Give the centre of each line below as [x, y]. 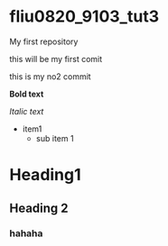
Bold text [27, 94]
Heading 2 [39, 208]
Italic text [27, 111]
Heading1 [45, 175]
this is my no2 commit [51, 76]
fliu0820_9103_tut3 [84, 17]
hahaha [26, 233]
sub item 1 [55, 138]
